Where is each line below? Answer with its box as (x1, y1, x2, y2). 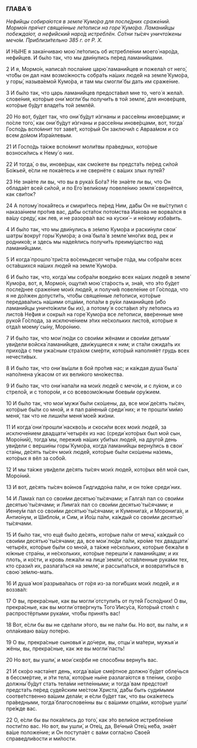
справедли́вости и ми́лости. (6, 735, 77, 742)
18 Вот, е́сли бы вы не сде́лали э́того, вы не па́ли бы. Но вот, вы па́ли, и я (6, 621, 188, 629)
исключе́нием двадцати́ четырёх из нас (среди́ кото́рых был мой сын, (6, 430, 182, 437)
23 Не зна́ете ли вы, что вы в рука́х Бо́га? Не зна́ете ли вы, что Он (6, 178, 171, 186)
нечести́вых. (6, 353, 38, 360)
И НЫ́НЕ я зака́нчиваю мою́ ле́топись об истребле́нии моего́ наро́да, (6, 48, 179, 55)
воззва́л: (6, 586, 27, 593)
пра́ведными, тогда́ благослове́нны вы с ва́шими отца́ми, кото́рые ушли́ (6, 699, 187, 706)
